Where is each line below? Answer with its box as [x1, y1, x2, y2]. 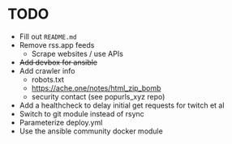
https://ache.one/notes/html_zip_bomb [31, 83, 161, 93]
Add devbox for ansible [19, 57, 98, 67]
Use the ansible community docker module [19, 126, 163, 136]
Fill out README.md [19, 32, 77, 41]
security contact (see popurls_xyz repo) [31, 91, 165, 101]
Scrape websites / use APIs [31, 49, 123, 58]
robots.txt [31, 74, 64, 84]
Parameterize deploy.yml [19, 117, 103, 127]
